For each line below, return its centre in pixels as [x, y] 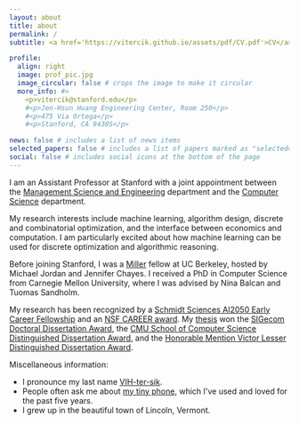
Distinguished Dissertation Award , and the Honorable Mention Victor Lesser [148, 338]
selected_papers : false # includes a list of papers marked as [129, 149]
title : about [33, 26]
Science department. [48, 201]
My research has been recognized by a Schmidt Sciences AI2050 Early [140, 309]
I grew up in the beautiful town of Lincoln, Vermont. [116, 410]
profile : [25, 59]
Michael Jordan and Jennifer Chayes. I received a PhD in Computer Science [148, 273]
